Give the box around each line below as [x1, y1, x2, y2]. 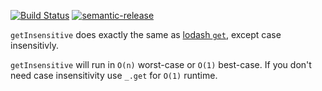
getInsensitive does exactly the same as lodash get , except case [10, 29, 282, 40]
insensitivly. [10, 40, 59, 51]
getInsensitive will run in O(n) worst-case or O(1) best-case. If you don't [10, 59, 312, 70]
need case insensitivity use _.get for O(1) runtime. [10, 70, 218, 81]
